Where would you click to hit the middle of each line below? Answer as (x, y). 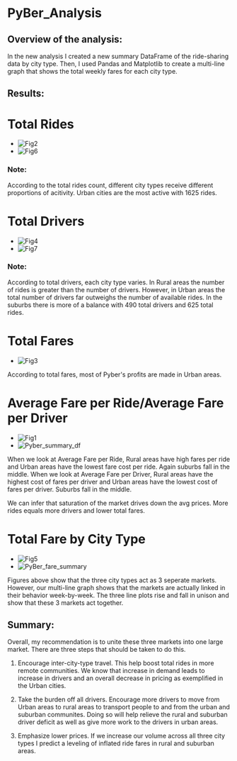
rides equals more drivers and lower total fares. (76, 510)
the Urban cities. (42, 686)
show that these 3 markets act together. (65, 602)
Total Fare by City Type (77, 539)
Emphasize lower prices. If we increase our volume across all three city (121, 736)
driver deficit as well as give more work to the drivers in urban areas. (118, 722)
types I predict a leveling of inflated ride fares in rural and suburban (116, 743)
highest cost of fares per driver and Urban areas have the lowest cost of (112, 482)
